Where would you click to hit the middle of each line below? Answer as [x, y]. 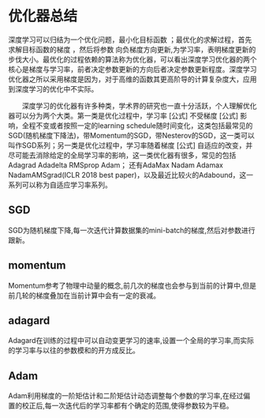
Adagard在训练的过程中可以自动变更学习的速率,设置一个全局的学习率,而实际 [131, 341]
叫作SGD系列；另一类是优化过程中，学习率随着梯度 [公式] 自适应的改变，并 [131, 145]
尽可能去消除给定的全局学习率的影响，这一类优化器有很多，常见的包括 [122, 155]
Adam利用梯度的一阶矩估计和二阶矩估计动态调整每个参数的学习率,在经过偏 [129, 396]
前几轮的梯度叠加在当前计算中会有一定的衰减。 [84, 295]
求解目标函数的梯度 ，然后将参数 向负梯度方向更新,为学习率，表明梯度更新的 [132, 49]
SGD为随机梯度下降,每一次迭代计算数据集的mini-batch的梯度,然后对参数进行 [132, 230]
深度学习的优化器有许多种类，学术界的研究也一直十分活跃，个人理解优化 [139, 105]
